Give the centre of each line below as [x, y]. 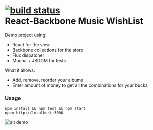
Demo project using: [26, 35]
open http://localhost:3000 [34, 113]
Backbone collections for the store [48, 50]
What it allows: [20, 70]
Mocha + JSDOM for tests [39, 60]
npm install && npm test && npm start [45, 109]
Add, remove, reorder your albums [48, 80]
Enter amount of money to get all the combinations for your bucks [80, 85]
